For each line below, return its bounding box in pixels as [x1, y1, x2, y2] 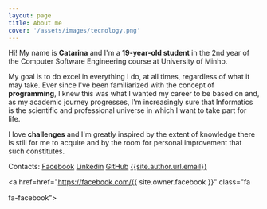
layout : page [8, 11, 52, 20]
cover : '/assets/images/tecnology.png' [8, 26, 141, 34]
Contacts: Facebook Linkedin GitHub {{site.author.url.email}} [8, 162, 207, 172]
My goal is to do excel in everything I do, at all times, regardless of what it [8, 72, 250, 82]
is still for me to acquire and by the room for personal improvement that [8, 138, 242, 148]
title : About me [8, 19, 62, 27]
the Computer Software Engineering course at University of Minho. [8, 56, 228, 66]
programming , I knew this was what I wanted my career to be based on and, [8, 89, 260, 99]
